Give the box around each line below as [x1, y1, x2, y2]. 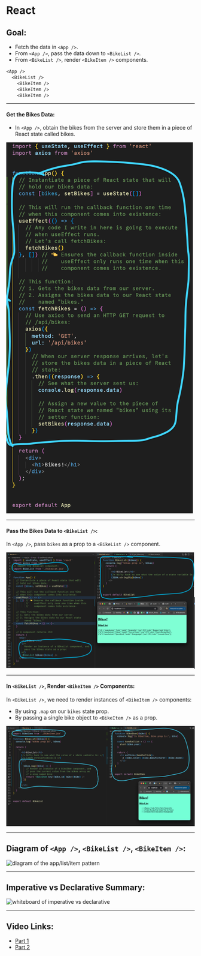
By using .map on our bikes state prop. [14, 708, 109, 715]
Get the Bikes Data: [6, 110, 55, 118]
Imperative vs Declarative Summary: [6, 882, 145, 892]
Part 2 [14, 943, 31, 951]
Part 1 [14, 937, 29, 945]
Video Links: [6, 921, 54, 931]
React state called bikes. [14, 130, 76, 138]
